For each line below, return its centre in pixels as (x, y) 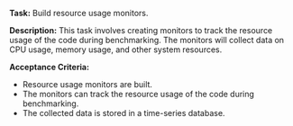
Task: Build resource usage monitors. (79, 13)
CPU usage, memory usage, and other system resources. (116, 49)
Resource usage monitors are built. (87, 84)
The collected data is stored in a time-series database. (124, 113)
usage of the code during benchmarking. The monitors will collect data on (147, 40)
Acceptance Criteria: (50, 67)
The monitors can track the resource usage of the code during (138, 94)
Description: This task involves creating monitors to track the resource (141, 30)
